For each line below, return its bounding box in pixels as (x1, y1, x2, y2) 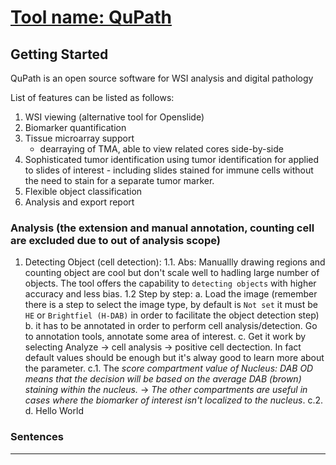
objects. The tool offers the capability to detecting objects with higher (24, 277, 317, 290)
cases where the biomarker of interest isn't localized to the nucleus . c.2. (24, 394, 324, 406)
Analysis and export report (24, 196, 135, 208)
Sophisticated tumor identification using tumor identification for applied (24, 154, 320, 165)
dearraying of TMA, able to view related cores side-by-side (39, 143, 284, 155)
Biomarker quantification (24, 122, 127, 133)
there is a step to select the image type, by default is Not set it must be (24, 299, 318, 311)
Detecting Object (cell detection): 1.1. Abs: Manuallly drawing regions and (24, 256, 326, 268)
